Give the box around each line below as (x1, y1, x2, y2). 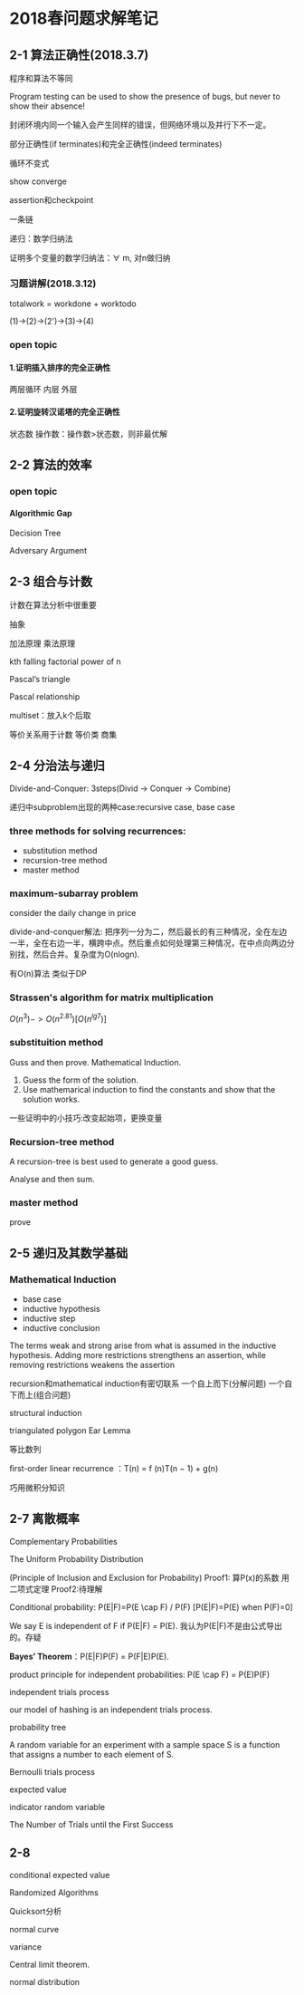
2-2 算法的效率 (9, 458, 92, 473)
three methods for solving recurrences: (9, 824, 187, 837)
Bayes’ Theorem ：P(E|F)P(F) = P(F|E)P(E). (9, 1651, 169, 1662)
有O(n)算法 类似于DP (9, 969, 88, 979)
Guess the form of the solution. (22, 1075, 138, 1085)
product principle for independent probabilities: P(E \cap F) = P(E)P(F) (9, 1669, 271, 1680)
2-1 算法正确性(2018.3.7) (9, 47, 149, 63)
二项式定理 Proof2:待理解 (9, 1583, 103, 1595)
